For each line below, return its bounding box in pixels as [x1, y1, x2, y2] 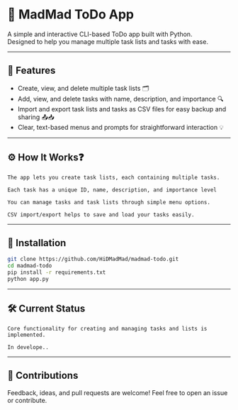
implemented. [7, 331, 46, 338]
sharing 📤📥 [17, 113, 55, 121]
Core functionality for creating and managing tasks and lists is [7, 325, 208, 332]
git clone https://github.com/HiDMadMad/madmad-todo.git [7, 255, 179, 263]
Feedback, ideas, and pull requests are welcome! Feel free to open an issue [7, 388, 228, 397]
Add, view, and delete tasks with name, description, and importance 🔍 [17, 94, 224, 103]
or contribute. [7, 396, 47, 404]
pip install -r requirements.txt [7, 269, 106, 276]
